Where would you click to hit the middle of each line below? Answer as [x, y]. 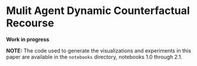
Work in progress [28, 39]
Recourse [30, 23]
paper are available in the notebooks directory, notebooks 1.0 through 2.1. [94, 57]
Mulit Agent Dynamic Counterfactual [98, 11]
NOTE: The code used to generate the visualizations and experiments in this [99, 50]
